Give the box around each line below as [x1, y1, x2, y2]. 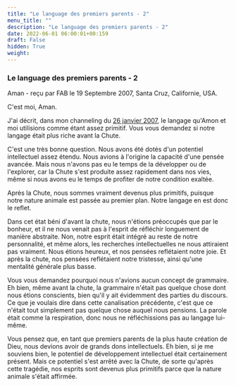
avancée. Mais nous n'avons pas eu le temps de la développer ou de [7, 160, 206, 169]
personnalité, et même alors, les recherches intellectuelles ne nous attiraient [7, 240, 229, 248]
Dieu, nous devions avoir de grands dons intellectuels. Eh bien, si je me [7, 342, 213, 351]
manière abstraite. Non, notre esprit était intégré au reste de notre [7, 232, 199, 241]
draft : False [7, 37, 46, 44]
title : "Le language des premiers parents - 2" [7, 10, 150, 18]
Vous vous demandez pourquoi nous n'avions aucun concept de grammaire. [7, 276, 229, 284]
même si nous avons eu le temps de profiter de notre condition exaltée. [7, 175, 214, 183]
